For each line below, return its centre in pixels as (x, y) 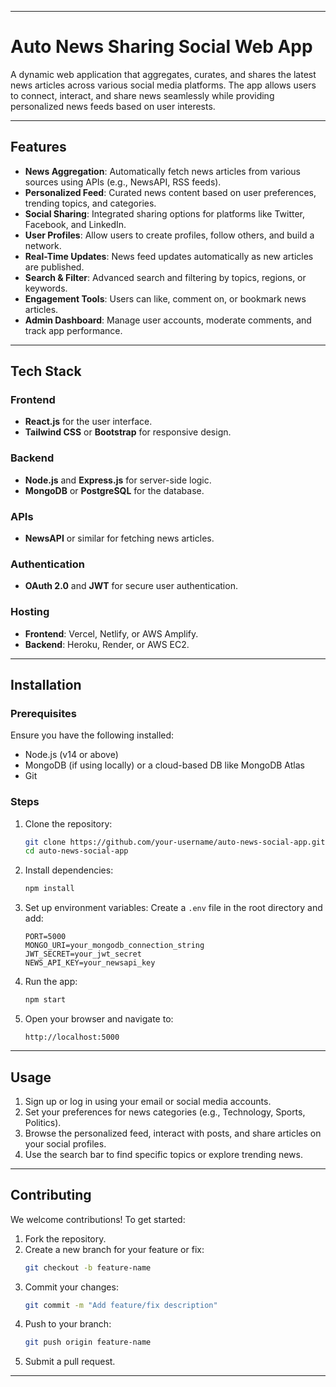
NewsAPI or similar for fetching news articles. (119, 538)
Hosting (30, 612)
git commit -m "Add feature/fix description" (121, 1305)
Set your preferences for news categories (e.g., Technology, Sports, (165, 1112)
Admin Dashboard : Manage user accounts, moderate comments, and (168, 320)
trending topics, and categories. (90, 203)
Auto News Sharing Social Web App (161, 47)
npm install (49, 889)
